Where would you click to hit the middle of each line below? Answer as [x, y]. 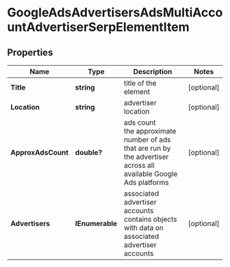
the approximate [150, 131]
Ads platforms [146, 182]
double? [89, 152]
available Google [151, 174]
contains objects [150, 219]
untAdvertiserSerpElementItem [98, 27]
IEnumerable [96, 224]
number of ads [147, 140]
